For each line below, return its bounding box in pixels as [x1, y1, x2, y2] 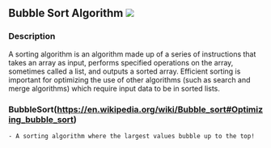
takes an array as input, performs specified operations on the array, [8, 57, 234, 67]
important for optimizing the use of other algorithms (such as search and [8, 74, 251, 84]
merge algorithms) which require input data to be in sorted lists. [8, 83, 221, 93]
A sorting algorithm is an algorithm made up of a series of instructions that [8, 49, 256, 59]
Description [8, 31, 56, 42]
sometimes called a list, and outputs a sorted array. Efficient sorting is [8, 66, 241, 76]
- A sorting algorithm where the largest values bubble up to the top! [8, 132, 255, 140]
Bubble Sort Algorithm [8, 6, 124, 20]
